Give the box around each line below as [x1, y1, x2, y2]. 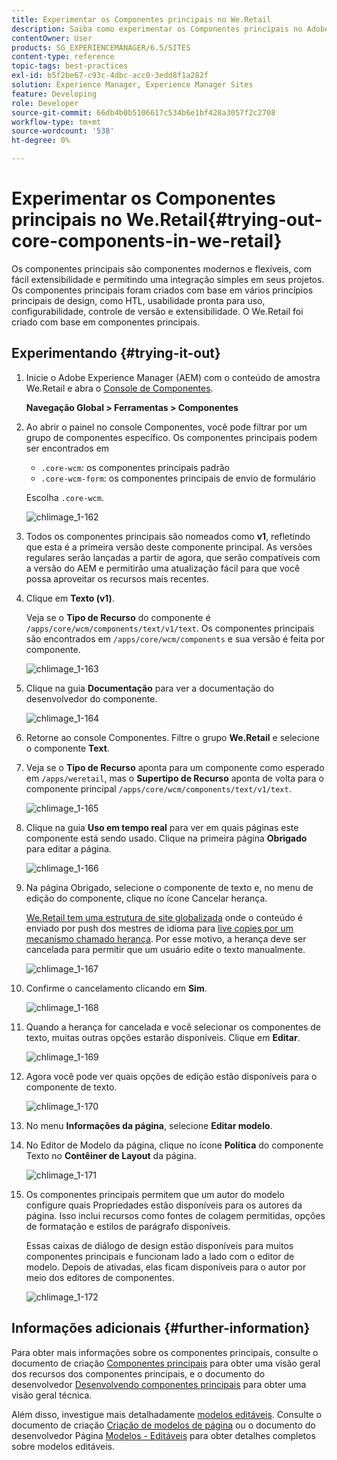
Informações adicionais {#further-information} [11, 1320, 311, 1337]
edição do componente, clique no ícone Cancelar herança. [25, 892, 268, 904]
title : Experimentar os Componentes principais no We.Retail [11, 14, 272, 25]
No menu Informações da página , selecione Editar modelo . [25, 1119, 273, 1131]
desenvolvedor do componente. [25, 692, 158, 705]
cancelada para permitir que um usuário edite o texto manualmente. [25, 943, 306, 955]
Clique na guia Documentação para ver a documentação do [25, 682, 274, 694]
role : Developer [11, 98, 79, 108]
